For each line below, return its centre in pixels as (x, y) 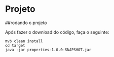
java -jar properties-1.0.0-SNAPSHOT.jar (48, 50)
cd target (15, 45)
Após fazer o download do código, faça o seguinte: (57, 32)
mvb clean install (24, 41)
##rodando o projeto (26, 23)
